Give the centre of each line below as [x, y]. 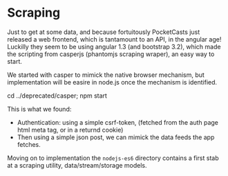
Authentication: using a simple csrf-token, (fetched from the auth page [118, 122]
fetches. [29, 144]
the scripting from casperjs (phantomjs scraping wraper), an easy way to [111, 54]
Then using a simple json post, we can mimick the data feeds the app [116, 137]
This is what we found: [39, 109]
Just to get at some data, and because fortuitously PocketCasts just [104, 32]
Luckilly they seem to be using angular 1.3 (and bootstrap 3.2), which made [114, 46]
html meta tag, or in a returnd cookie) [70, 130]
